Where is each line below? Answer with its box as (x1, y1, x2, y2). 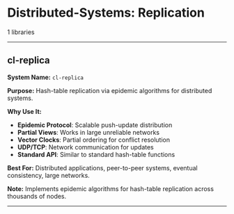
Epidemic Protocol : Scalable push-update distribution (17, 120, 173, 129)
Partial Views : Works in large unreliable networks (17, 128, 160, 136)
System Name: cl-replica (7, 73, 84, 81)
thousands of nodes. (7, 192, 67, 200)
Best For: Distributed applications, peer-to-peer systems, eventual (7, 163, 198, 172)
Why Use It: (7, 107, 42, 115)
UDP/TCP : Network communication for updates (17, 142, 155, 151)
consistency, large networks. (7, 171, 91, 179)
